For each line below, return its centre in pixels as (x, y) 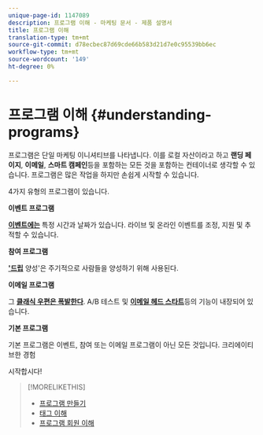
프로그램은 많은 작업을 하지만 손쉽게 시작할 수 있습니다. (115, 175)
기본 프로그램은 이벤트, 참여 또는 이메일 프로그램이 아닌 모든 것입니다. (114, 345)
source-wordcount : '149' (49, 60)
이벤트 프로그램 (31, 208)
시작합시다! (25, 371)
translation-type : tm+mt (49, 37)
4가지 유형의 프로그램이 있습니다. (59, 191)
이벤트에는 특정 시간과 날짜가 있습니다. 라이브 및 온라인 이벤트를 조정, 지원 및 (126, 224)
